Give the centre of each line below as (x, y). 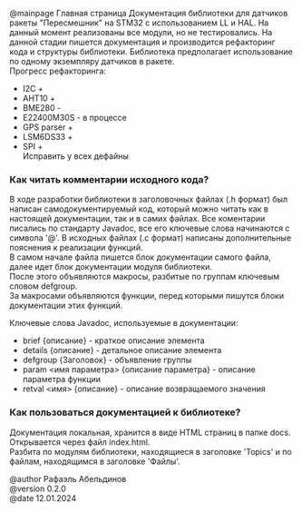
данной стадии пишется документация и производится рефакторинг (142, 42)
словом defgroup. (44, 286)
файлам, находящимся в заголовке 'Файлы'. (95, 461)
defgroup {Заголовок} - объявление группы (107, 360)
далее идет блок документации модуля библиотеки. (111, 267)
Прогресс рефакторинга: (58, 71)
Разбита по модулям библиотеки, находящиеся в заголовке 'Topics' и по (151, 451)
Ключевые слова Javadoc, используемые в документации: (124, 323)
